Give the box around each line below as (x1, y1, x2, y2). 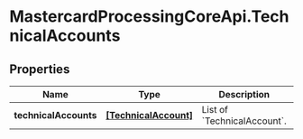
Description (218, 88, 271, 100)
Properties (9, 61, 70, 77)
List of (201, 104, 228, 116)
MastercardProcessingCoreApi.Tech (9, 6, 290, 27)
